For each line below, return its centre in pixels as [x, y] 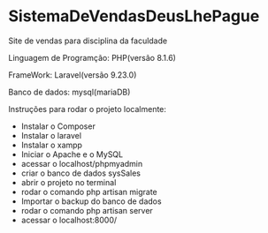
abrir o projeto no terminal [69, 182]
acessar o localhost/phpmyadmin [82, 163]
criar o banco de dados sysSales [80, 173]
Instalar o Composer [58, 126]
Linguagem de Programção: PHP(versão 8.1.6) [92, 57]
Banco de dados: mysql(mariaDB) [69, 92]
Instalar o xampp [52, 145]
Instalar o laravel [51, 135]
